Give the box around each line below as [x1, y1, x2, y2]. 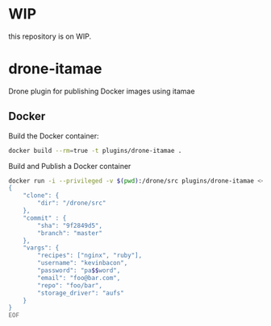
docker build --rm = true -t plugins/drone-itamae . [8, 146, 182, 155]
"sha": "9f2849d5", [37, 221, 103, 229]
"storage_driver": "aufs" [37, 289, 125, 297]
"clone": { [23, 192, 60, 200]
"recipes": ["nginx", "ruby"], [37, 251, 143, 260]
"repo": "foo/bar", [37, 281, 103, 290]
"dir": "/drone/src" [37, 199, 106, 208]
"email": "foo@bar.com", [37, 274, 121, 282]
